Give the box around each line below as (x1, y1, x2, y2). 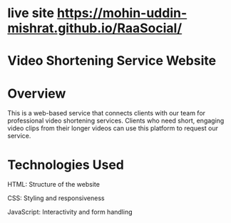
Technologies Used (7, 157, 125, 172)
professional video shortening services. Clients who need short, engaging (7, 116, 225, 125)
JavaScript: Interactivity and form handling (7, 208, 133, 217)
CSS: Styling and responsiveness (7, 194, 105, 202)
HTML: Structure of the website (7, 180, 100, 189)
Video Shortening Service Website (7, 53, 216, 69)
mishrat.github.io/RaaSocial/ (7, 20, 183, 36)
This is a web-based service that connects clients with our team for (7, 109, 205, 118)
